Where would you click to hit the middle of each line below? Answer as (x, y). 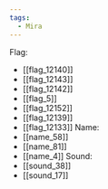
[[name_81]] (44, 146)
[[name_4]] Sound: (57, 156)
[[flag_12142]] (48, 89)
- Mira (30, 26)
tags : (20, 18)
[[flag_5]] (39, 98)
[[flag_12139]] (48, 118)
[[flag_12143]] (48, 79)
